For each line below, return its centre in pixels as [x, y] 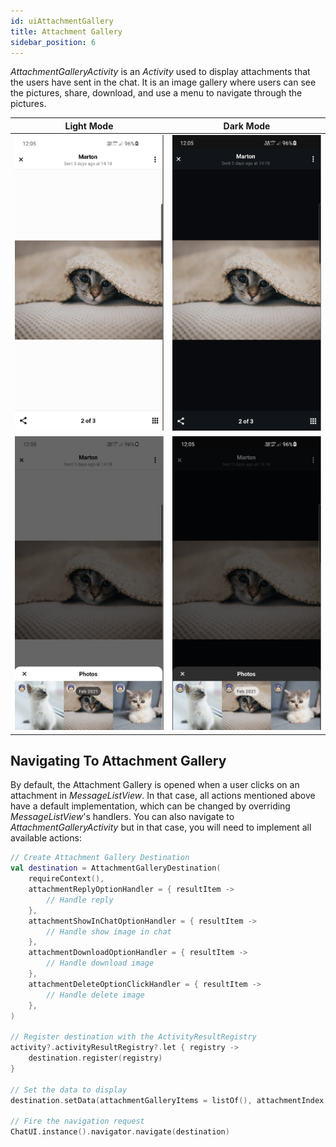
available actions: [46, 838]
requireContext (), [66, 879]
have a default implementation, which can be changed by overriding [150, 806]
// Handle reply [80, 900]
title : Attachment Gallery [66, 31]
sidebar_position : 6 [53, 42]
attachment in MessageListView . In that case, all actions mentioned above [163, 796]
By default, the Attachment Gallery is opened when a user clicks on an [155, 785]
